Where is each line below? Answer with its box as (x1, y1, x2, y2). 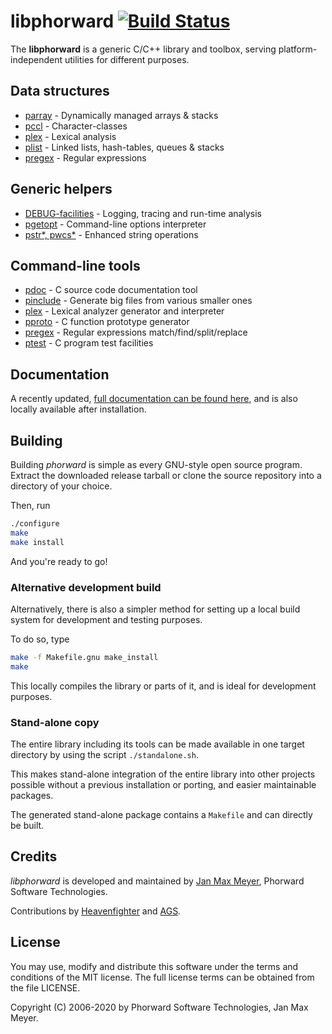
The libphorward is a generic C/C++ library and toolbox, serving (10, 43, 277, 55)
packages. (10, 789, 54, 801)
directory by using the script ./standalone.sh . (10, 748, 199, 760)
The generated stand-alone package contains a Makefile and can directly (10, 808, 313, 820)
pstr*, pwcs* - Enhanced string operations (24, 228, 199, 240)
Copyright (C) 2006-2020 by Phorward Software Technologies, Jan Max (10, 1001, 309, 1013)
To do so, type (10, 633, 70, 645)
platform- (278, 43, 318, 55)
